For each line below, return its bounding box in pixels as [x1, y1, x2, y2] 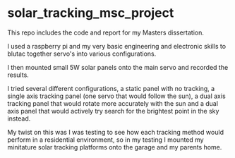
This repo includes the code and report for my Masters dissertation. [7, 28, 205, 37]
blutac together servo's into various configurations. [7, 49, 157, 58]
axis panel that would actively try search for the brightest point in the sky [7, 107, 219, 115]
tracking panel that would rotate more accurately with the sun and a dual [7, 99, 219, 107]
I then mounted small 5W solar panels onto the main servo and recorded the [7, 63, 229, 71]
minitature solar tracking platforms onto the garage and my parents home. [7, 142, 222, 151]
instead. [7, 114, 31, 123]
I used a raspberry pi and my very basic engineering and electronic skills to [7, 42, 227, 50]
